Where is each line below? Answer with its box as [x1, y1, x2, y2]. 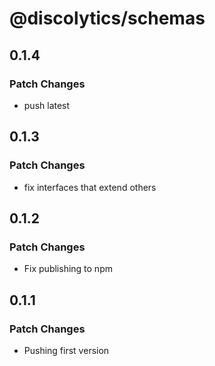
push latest [23, 99, 71, 111]
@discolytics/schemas [9, 7, 206, 30]
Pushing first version [23, 344, 110, 356]
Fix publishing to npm [23, 263, 113, 275]
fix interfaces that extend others [23, 181, 157, 193]
